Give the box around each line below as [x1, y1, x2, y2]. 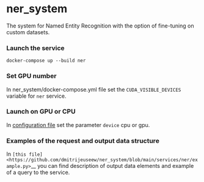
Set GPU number [6, 72, 57, 81]
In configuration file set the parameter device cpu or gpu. [6, 121, 150, 128]
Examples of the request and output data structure [6, 136, 160, 145]
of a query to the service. [6, 169, 70, 176]
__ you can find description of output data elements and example [31, 162, 194, 170]
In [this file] [6, 150, 43, 158]
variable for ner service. [6, 92, 67, 100]
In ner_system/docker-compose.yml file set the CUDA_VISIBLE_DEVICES [6, 86, 181, 93]
